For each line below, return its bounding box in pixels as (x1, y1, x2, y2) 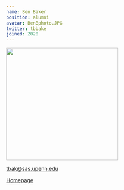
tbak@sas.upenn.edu (6, 165, 58, 173)
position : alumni (6, 14, 49, 20)
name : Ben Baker (6, 8, 46, 15)
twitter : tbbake (6, 25, 46, 32)
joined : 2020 (6, 31, 39, 37)
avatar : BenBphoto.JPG (6, 20, 63, 26)
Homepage (6, 177, 34, 184)
